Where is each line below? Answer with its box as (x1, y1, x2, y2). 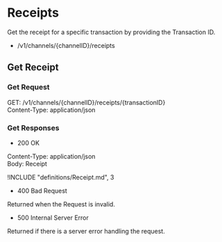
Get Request (7, 82, 50, 92)
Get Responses (7, 123, 60, 133)
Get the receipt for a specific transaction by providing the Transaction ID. (7, 28, 216, 36)
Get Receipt (7, 61, 59, 74)
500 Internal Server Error (17, 213, 89, 222)
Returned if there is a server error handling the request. (7, 227, 165, 235)
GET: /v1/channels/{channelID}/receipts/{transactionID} (7, 98, 166, 106)
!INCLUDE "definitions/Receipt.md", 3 (7, 172, 114, 181)
